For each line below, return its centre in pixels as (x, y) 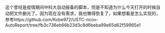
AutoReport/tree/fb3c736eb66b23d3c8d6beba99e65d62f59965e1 (73, 25)
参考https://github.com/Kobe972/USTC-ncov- (52, 19)
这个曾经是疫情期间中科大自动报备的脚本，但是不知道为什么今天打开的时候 (81, 7)
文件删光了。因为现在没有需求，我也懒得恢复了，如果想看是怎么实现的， (87, 13)
